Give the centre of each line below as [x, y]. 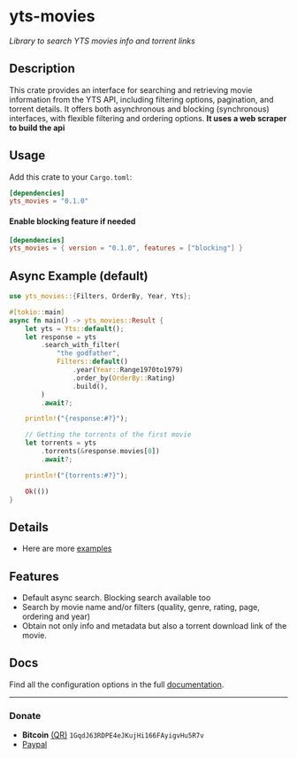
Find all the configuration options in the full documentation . [117, 685]
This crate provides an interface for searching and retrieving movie [131, 89]
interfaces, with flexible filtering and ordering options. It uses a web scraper [148, 118]
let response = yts [61, 337]
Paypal [34, 745]
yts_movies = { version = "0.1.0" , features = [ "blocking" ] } [126, 248]
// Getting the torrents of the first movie [108, 435]
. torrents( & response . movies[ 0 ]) [101, 452]
